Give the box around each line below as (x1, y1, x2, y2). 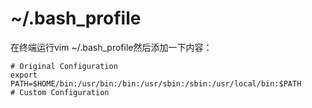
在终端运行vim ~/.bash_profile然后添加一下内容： (10, 41, 213, 53)
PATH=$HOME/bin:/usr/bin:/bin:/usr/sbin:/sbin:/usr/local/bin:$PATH (10, 78, 302, 89)
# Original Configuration (10, 61, 118, 71)
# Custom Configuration (10, 87, 110, 97)
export (10, 70, 38, 80)
